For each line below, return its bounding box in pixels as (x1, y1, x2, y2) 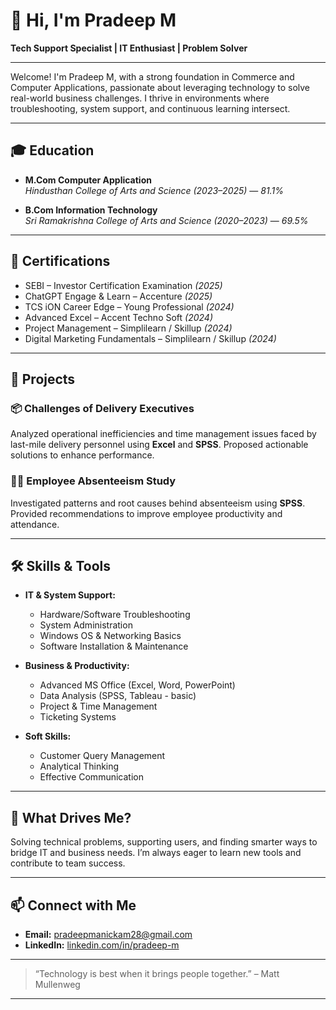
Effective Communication (39, 771, 144, 783)
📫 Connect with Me (10, 897, 137, 914)
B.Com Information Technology (24, 204, 158, 216)
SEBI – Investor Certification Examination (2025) (24, 279, 223, 291)
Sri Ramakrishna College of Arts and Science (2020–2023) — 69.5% (24, 214, 309, 226)
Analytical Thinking (39, 760, 120, 773)
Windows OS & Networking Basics (39, 630, 182, 642)
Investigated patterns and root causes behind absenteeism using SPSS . (10, 497, 306, 509)
